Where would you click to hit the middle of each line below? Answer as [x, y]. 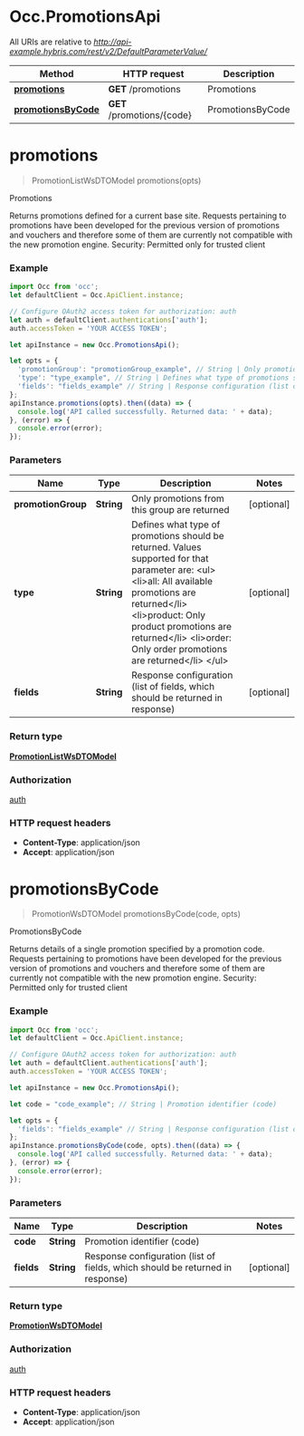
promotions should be [177, 536]
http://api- [113, 42]
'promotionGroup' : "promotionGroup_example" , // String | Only [139, 370]
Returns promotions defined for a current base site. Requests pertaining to [148, 216]
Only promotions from [177, 498]
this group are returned [180, 510]
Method [57, 73]
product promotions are [181, 627]
